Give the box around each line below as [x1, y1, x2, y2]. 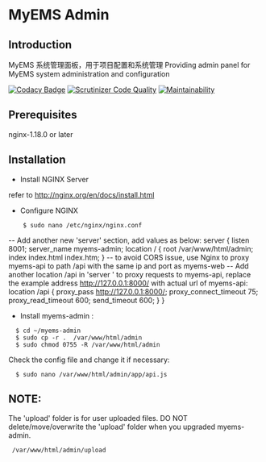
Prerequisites [8, 108, 77, 122]
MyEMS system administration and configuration [8, 69, 171, 78]
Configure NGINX [19, 206, 79, 215]
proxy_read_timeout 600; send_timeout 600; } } [8, 295, 165, 305]
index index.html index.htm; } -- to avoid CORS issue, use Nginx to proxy [8, 252, 250, 262]
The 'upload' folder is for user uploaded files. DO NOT [8, 414, 188, 423]
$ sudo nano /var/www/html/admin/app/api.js [15, 370, 168, 378]
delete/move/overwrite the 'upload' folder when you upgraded [8, 422, 216, 432]
